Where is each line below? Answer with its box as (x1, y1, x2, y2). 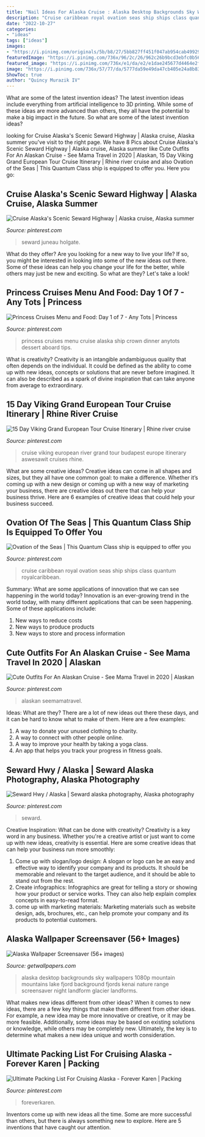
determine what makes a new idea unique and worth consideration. (6, 1031, 176, 1038)
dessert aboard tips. (21, 344, 72, 351)
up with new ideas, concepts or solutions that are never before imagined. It (6, 368, 195, 376)
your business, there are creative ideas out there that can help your (6, 486, 176, 494)
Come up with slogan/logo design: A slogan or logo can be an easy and (15, 858, 195, 864)
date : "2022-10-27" (6, 20, 56, 26)
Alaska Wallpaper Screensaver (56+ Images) (6, 934, 180, 944)
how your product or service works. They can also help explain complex (15, 890, 197, 897)
